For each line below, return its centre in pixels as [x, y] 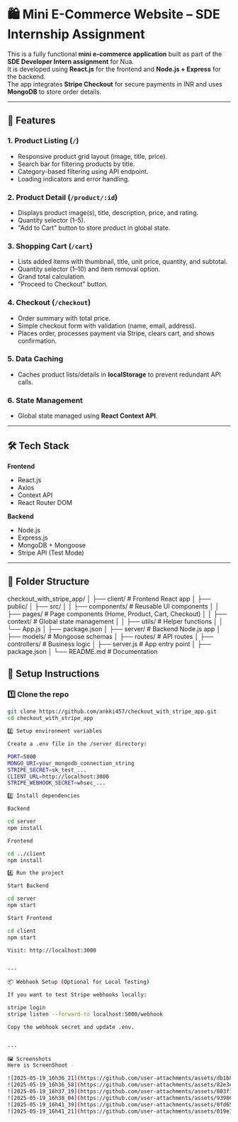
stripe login [27, 1008]
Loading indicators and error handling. [73, 179]
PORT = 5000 [22, 757]
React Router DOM [45, 502]
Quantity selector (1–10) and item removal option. [89, 269]
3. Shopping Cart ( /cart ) [50, 246]
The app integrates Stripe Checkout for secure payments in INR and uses [115, 84]
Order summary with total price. [64, 318]
